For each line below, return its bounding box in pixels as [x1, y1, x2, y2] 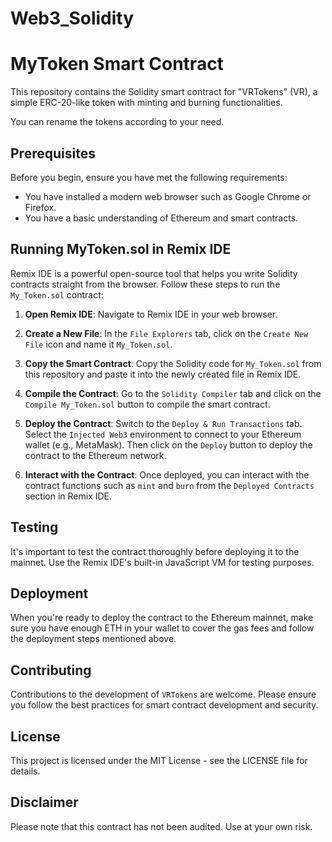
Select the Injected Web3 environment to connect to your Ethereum [24, 428, 302, 440]
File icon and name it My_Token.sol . [24, 338, 173, 350]
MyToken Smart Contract [10, 53, 224, 76]
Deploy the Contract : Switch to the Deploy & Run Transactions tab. [24, 417, 303, 429]
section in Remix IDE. [24, 490, 113, 502]
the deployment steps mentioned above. [10, 633, 177, 645]
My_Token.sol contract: [10, 288, 104, 301]
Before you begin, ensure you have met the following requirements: [10, 171, 288, 183]
